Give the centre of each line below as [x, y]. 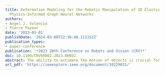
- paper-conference [25, 46]
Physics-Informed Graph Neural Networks [52, 14]
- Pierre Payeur [22, 28]
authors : [14, 19]
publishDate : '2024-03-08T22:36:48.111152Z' [52, 37]
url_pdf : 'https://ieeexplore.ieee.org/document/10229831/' [68, 65]
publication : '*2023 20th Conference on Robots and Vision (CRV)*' [76, 51]
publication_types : [25, 42]
